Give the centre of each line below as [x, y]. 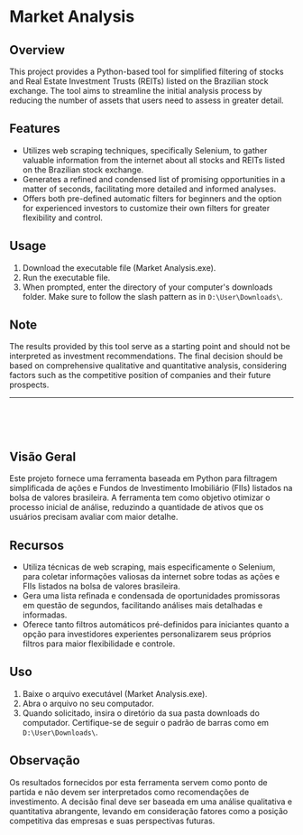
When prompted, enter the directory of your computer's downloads [147, 287]
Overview [37, 50]
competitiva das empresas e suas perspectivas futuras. [112, 821]
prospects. [29, 385]
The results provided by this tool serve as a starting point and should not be [150, 347]
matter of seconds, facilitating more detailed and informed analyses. [149, 189]
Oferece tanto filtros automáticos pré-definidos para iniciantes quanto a [156, 625]
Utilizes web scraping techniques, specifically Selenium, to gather [145, 150]
